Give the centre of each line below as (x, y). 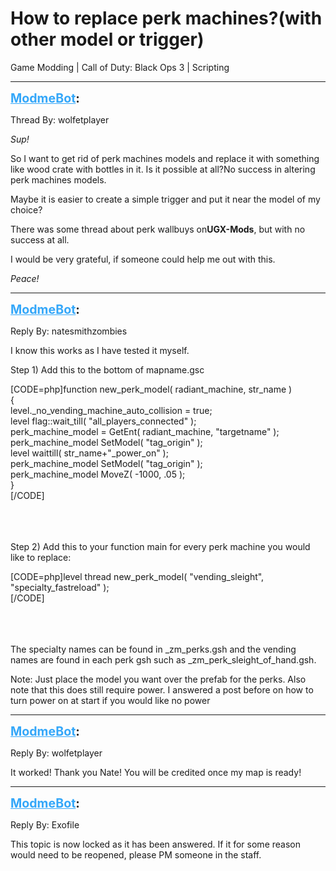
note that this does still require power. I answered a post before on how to (162, 689)
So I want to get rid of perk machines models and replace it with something (165, 158)
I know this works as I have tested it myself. (100, 350)
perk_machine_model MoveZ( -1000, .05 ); (98, 474)
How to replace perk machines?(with (166, 18)
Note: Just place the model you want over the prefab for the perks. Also (158, 679)
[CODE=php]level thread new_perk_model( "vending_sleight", (137, 576)
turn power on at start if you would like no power (110, 700)
